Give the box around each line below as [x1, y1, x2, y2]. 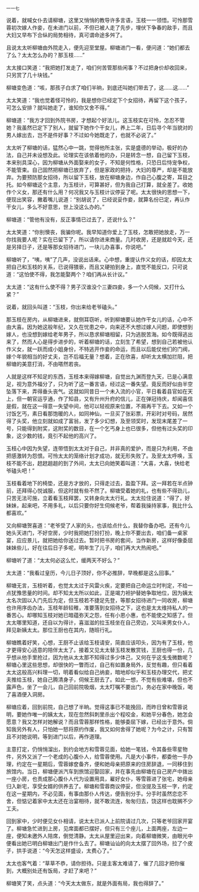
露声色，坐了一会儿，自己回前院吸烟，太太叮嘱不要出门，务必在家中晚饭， [6, 683, 188, 690]
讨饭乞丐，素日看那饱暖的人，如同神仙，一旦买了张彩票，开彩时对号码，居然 [6, 410, 193, 417]
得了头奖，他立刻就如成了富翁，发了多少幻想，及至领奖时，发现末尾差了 [6, 417, 182, 424]
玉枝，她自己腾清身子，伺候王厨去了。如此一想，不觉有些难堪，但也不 [21, 676, 193, 683]
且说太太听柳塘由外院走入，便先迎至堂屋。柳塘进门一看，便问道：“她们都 [6, 44, 185, 51]
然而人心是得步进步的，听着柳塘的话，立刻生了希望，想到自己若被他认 [21, 338, 193, 345]
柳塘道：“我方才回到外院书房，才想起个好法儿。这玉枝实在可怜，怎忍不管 [6, 117, 185, 123]
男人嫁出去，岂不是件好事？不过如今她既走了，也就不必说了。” [6, 132, 157, 138]
